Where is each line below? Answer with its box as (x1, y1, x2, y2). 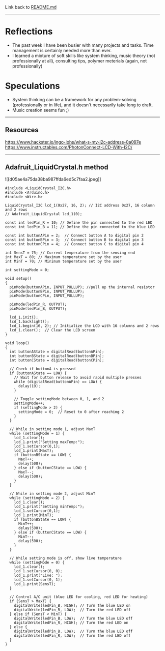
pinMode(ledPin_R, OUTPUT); (9, 302, 67, 307)
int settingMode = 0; (5, 267, 50, 272)
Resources (5, 126, 39, 134)
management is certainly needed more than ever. (12, 47, 112, 53)
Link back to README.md (5, 4, 57, 10)
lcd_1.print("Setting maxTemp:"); (14, 440, 84, 444)
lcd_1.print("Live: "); (14, 573, 63, 578)
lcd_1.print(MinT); (14, 512, 54, 518)
